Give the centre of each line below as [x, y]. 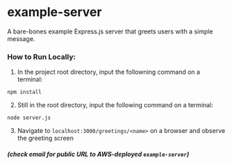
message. [21, 38]
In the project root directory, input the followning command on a [108, 72]
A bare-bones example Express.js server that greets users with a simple [110, 31]
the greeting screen [45, 138]
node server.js [29, 118]
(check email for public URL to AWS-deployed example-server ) [98, 154]
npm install [24, 92]
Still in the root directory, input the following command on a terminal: [115, 105]
